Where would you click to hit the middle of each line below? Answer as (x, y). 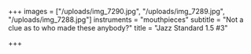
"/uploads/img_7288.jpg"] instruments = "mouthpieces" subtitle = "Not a (126, 20)
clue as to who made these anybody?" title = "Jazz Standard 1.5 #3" (118, 28)
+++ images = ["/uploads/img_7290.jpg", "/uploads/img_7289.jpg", (117, 11)
